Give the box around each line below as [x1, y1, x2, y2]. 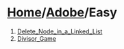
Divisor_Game [16, 34, 57, 42]
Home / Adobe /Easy [7, 5, 118, 20]
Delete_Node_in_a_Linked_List [16, 27, 103, 35]
